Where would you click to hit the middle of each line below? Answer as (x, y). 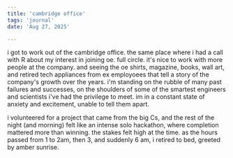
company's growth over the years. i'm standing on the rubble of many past (114, 82)
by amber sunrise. (33, 148)
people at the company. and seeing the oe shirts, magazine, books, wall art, (116, 68)
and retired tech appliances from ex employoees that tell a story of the (108, 74)
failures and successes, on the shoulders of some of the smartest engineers (117, 89)
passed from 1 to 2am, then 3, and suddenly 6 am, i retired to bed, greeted (114, 140)
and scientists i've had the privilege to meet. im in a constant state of (106, 97)
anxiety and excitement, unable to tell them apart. (78, 104)
